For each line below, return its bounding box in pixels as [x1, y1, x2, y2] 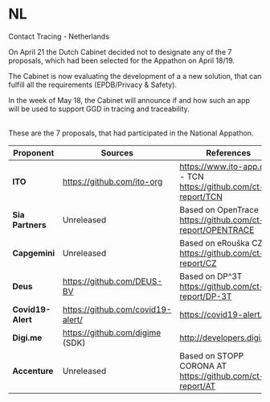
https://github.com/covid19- [63, 304, 172, 315]
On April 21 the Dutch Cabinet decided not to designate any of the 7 [8, 47, 232, 56]
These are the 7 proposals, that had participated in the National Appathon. [8, 128, 254, 138]
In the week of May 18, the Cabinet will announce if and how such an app [8, 95, 251, 105]
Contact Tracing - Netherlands [8, 31, 110, 41]
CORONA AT [179, 360, 227, 371]
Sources [100, 147, 134, 158]
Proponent [13, 147, 55, 158]
